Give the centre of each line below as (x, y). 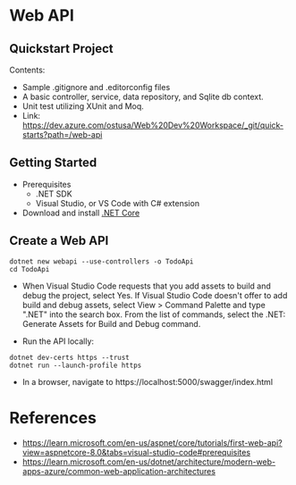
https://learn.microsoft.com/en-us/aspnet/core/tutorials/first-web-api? (152, 442)
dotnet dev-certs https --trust (69, 357)
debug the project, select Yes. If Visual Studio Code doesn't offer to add (155, 295)
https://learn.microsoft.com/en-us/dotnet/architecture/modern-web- (148, 462)
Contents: (27, 70)
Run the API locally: (58, 341)
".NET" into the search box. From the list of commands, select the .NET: (154, 314)
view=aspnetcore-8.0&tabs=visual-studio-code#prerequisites (136, 452)
